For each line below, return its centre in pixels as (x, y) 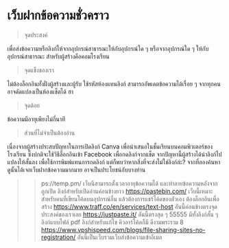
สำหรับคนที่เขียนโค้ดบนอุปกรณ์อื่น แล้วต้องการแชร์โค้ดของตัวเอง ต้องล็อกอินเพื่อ (130, 199)
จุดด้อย (32, 105)
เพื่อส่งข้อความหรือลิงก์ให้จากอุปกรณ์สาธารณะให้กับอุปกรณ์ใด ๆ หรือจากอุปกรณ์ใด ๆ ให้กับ (108, 48)
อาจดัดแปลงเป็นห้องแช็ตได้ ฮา (40, 91)
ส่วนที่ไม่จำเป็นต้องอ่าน (49, 133)
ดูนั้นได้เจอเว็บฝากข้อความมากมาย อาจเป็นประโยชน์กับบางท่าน (76, 170)
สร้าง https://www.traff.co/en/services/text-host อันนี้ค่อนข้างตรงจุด (129, 206)
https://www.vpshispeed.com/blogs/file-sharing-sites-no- (123, 229)
